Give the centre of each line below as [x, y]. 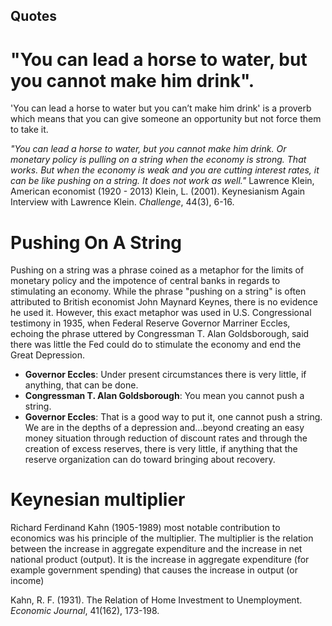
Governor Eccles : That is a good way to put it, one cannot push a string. [173, 417]
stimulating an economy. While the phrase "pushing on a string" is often [158, 291]
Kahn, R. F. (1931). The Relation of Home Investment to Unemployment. [156, 600]
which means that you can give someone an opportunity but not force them [166, 119]
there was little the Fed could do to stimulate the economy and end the [156, 345]
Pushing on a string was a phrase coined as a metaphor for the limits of [157, 270]
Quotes [34, 16]
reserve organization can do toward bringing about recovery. [150, 460]
